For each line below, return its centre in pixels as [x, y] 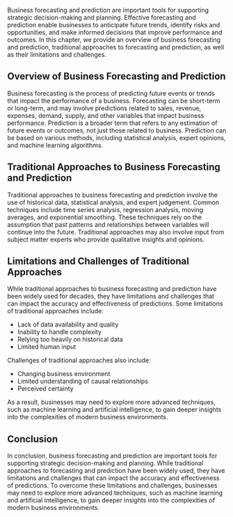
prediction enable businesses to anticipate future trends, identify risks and [114, 25]
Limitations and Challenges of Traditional [98, 261]
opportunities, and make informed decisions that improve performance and [115, 32]
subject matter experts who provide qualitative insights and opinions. [106, 239]
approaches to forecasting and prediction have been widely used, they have [116, 471]
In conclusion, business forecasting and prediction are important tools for [112, 456]
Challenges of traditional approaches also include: [79, 360]
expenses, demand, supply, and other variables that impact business [106, 115]
